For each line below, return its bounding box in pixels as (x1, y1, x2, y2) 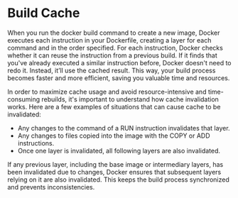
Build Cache (7, 5, 80, 21)
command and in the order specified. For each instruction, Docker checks (7, 43, 224, 52)
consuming (7, 94, 40, 104)
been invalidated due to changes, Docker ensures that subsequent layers (7, 167, 222, 176)
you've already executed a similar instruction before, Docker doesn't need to (7, 58, 232, 67)
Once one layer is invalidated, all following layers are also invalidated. (17, 146, 221, 155)
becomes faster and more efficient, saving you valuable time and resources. (7, 73, 230, 82)
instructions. (17, 138, 55, 147)
